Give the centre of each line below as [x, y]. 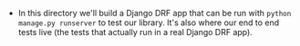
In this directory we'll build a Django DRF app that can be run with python [155, 13]
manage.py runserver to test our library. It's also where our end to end [149, 23]
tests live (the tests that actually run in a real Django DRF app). [135, 32]
